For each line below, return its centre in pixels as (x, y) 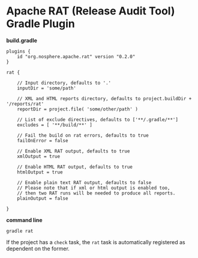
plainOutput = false (43, 198)
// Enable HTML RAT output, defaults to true (75, 167)
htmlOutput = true (40, 172)
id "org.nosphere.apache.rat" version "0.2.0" (76, 56)
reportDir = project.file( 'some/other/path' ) (77, 109)
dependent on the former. (38, 248)
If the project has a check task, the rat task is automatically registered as (96, 242)
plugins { (19, 51)
